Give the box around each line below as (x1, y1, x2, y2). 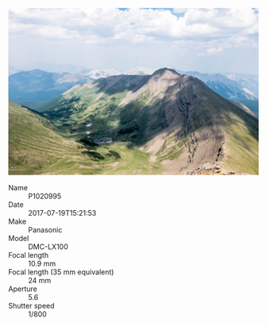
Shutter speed (8, 301, 55, 310)
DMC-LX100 (28, 242, 69, 251)
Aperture (8, 284, 37, 293)
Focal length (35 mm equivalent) (8, 267, 114, 277)
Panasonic (28, 224, 63, 234)
